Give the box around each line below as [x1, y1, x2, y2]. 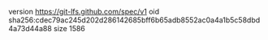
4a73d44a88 [8, 24, 53, 33]
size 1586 [54, 24, 85, 33]
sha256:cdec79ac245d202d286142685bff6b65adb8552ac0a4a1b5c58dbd [8, 15, 261, 25]
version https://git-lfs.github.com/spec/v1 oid [8, 7, 160, 16]
